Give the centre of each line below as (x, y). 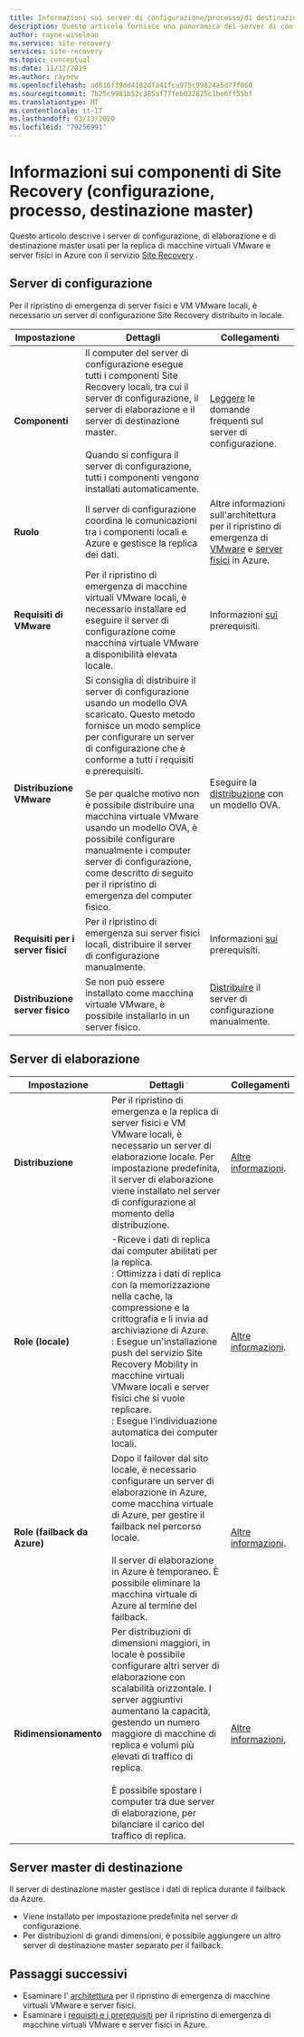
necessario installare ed (136, 608)
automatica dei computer (165, 1431)
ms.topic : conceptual (50, 60)
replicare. (132, 1409)
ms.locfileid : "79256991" (58, 128)
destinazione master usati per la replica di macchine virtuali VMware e (140, 245)
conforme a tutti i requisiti (139, 760)
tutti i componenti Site (131, 375)
